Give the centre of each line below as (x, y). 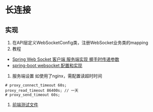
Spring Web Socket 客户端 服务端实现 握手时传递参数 (65, 59)
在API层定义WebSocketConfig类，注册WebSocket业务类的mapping (80, 43)
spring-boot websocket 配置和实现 (47, 65)
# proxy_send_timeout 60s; (33, 95)
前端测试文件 (25, 105)
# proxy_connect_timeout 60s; (36, 85)
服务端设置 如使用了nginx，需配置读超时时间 (57, 76)
